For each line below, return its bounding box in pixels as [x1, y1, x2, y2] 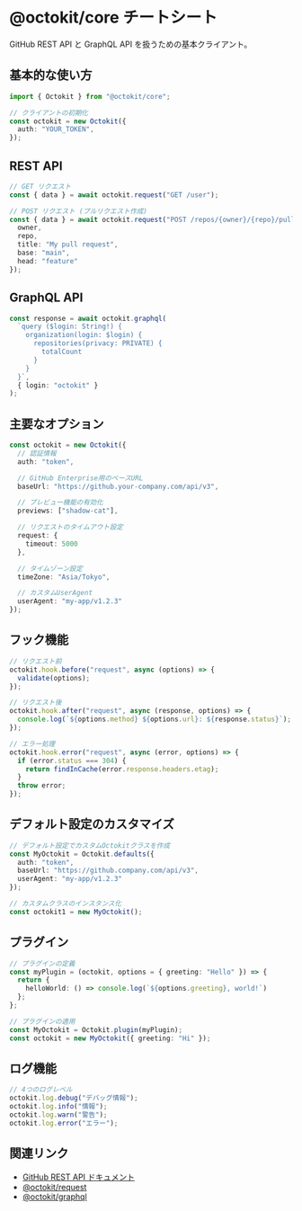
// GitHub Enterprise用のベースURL [17, 473, 144, 483]
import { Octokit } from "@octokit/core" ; [9, 92, 171, 101]
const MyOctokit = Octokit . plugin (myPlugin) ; [9, 1025, 182, 1034]
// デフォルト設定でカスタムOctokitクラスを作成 [9, 841, 171, 850]
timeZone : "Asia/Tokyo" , [17, 572, 111, 582]
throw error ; [17, 781, 67, 790]
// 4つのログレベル [9, 1085, 73, 1094]
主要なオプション [9, 416, 104, 432]
